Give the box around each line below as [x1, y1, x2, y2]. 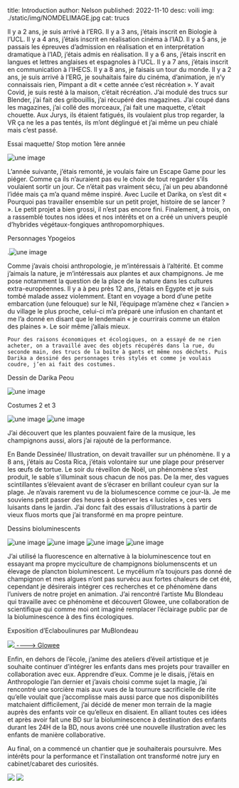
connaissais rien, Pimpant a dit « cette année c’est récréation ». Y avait [7, 81, 215, 88]
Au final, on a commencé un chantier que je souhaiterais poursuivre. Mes [7, 745, 222, 752]
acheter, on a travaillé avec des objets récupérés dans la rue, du [7, 342, 215, 349]
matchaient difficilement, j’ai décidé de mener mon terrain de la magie [7, 700, 212, 708]
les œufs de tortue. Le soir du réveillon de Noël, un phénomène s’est [7, 465, 208, 473]
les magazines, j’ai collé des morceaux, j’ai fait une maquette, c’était [7, 103, 206, 111]
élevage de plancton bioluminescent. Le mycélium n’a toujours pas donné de [7, 567, 232, 576]
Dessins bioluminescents [7, 524, 80, 533]
